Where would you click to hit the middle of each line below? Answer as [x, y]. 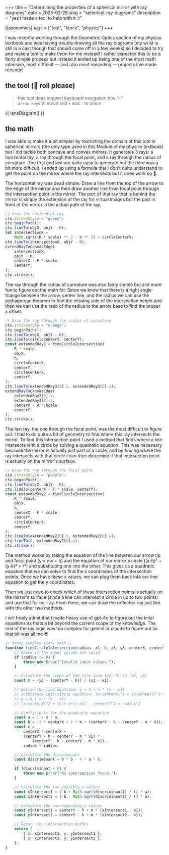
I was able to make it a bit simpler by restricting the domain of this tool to [80, 141]
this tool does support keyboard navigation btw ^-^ [70, 98]
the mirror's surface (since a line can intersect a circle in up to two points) [82, 597]
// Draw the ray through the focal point [49, 470]
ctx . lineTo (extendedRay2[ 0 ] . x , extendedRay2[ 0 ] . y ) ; [60, 536]
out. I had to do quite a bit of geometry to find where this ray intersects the [82, 435]
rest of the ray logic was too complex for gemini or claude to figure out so [81, 628]
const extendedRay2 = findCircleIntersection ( [55, 494]
